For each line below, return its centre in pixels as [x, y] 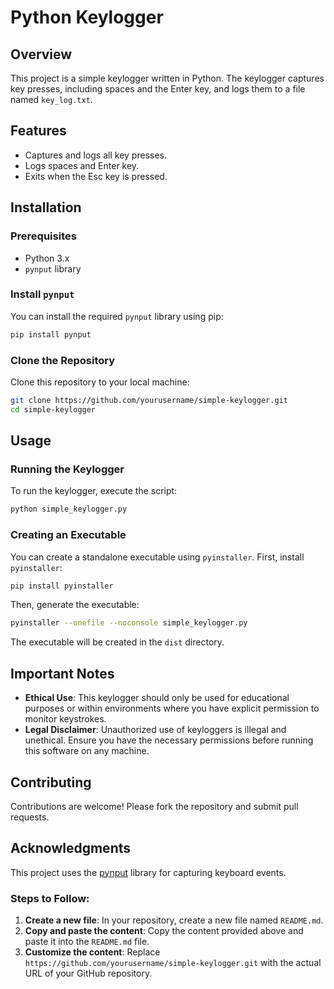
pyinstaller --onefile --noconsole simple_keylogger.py [129, 623]
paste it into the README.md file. [87, 942]
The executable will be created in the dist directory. [117, 642]
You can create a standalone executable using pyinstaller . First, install [157, 557]
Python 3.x [47, 258]
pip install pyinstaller [62, 586]
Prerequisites [43, 236]
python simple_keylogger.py [69, 509]
